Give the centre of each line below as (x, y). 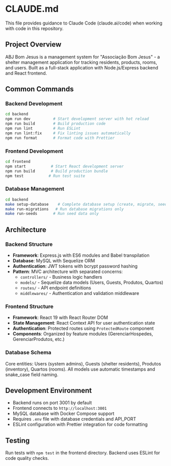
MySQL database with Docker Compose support (63, 413)
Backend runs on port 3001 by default (52, 403)
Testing (18, 440)
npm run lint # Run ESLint (43, 129)
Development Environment (49, 390)
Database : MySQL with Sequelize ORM (54, 260)
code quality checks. (27, 458)
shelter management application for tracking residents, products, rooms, (81, 62)
